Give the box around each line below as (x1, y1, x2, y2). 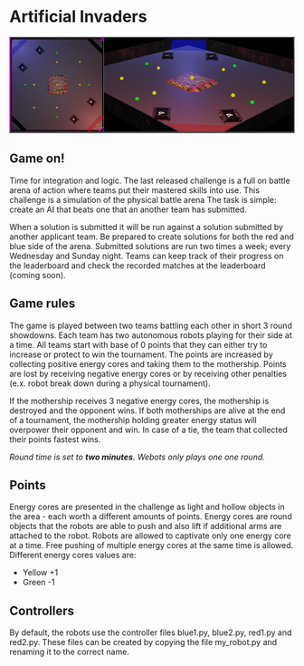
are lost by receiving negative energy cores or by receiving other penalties (9, 368, 288, 379)
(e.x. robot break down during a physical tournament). (9, 378, 211, 389)
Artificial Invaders (9, 6, 147, 27)
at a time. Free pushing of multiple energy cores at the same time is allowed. (9, 540, 294, 551)
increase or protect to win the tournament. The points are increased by (9, 349, 273, 360)
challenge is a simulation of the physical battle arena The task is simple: (9, 194, 278, 205)
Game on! (9, 151, 65, 167)
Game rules (9, 296, 76, 312)
